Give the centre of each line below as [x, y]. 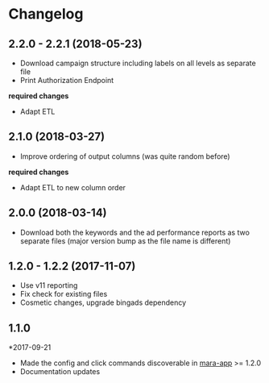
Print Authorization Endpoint [67, 80]
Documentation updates [60, 372]
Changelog [46, 14]
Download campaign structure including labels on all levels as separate [138, 63]
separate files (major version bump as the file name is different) [125, 241]
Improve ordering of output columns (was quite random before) [125, 156]
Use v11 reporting [49, 285]
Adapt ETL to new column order [73, 187]
